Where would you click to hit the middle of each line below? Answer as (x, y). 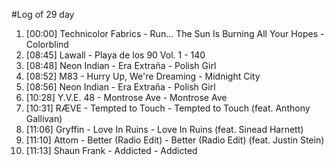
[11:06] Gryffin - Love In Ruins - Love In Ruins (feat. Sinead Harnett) (164, 129)
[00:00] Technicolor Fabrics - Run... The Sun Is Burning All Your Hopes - (175, 33)
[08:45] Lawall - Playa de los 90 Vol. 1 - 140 (115, 55)
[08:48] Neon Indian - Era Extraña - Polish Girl (121, 65)
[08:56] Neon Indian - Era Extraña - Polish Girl (120, 87)
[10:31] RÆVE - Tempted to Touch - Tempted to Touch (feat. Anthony (168, 108)
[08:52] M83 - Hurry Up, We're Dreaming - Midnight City (143, 76)
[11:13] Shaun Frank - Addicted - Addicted (111, 150)
